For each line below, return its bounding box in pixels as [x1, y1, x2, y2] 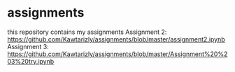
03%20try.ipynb [7, 57, 55, 65]
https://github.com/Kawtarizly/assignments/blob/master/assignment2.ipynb [7, 35, 225, 43]
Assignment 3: [7, 42, 49, 51]
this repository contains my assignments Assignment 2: [7, 28, 167, 36]
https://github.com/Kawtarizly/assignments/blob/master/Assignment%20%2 [7, 50, 228, 58]
